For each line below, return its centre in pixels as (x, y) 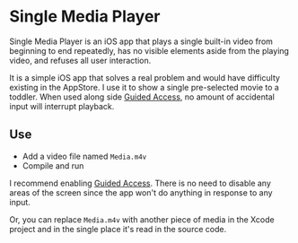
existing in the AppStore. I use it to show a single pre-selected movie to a (145, 87)
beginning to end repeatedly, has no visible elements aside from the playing (149, 50)
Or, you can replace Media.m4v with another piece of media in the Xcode (142, 219)
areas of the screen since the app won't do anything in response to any (141, 192)
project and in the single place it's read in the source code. (118, 229)
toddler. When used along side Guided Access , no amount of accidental (142, 97)
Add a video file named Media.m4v (84, 156)
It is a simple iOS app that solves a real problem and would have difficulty (145, 77)
